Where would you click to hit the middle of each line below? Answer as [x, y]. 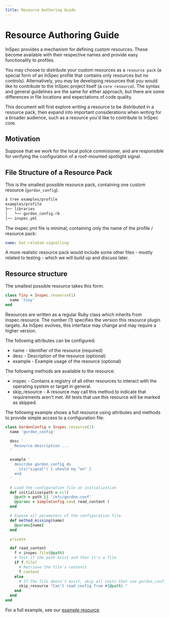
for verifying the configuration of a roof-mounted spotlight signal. [73, 157]
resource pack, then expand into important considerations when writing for [83, 112]
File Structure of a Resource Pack [59, 173]
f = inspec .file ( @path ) [39, 553]
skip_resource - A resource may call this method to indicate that [79, 391]
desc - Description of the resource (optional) [59, 356]
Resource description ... [42, 446]
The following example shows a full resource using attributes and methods [83, 412]
